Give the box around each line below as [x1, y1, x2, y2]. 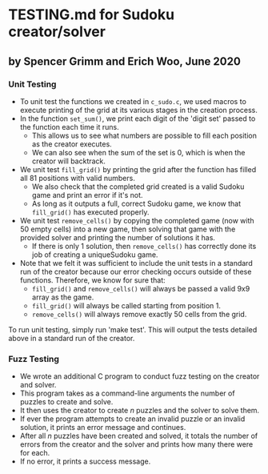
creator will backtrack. [31, 156, 106, 166]
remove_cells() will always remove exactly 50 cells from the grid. [31, 309, 247, 319]
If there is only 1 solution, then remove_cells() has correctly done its [31, 241, 257, 251]
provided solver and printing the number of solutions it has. [19, 232, 216, 242]
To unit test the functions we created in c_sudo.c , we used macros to [19, 96, 246, 106]
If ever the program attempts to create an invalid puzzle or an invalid [19, 414, 246, 424]
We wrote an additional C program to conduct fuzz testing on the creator [19, 372, 260, 381]
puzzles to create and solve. [19, 397, 114, 407]
